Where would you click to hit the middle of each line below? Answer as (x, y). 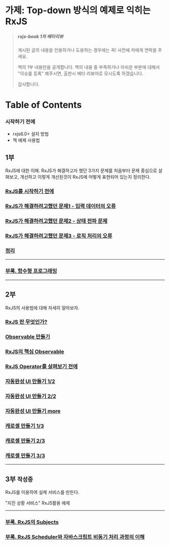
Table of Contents (44, 105)
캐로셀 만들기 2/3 (25, 441)
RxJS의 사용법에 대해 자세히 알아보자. (42, 308)
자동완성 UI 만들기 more (33, 411)
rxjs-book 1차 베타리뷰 (40, 36)
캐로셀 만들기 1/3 (25, 426)
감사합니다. (29, 85)
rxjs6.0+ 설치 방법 (31, 134)
